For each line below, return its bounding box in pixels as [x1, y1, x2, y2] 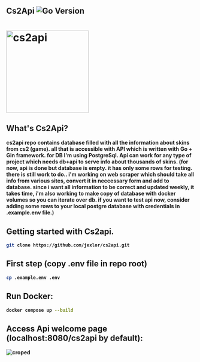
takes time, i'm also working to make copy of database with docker [6, 190, 176, 197]
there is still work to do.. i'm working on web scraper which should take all [6, 171, 195, 178]
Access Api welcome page [6, 324, 108, 334]
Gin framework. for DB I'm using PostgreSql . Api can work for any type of [6, 152, 192, 159]
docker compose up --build [6, 307, 74, 313]
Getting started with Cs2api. [6, 226, 114, 236]
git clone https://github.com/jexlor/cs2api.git [6, 242, 130, 248]
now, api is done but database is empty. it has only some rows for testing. [6, 165, 193, 172]
